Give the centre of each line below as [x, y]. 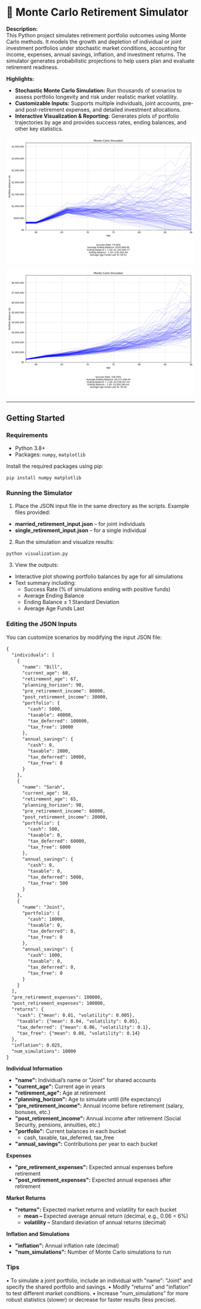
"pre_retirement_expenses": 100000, [57, 997]
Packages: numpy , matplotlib [50, 454]
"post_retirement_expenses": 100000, [59, 1003]
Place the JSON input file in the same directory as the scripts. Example [102, 506]
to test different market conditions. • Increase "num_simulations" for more [97, 1293]
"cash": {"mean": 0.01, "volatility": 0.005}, [76, 1015]
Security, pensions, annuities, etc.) [57, 1125]
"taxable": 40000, [51, 715]
